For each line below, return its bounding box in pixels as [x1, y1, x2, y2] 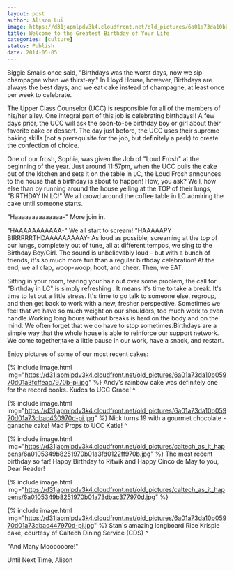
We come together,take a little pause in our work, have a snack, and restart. [7, 336, 224, 344]
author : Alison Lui [7, 17, 64, 24]
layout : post [7, 10, 45, 17]
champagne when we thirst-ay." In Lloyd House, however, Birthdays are [7, 75, 212, 84]
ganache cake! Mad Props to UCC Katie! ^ [7, 421, 127, 429]
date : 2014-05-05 [7, 50, 58, 57]
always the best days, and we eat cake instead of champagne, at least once [7, 83, 225, 91]
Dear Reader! [7, 464, 45, 473]
